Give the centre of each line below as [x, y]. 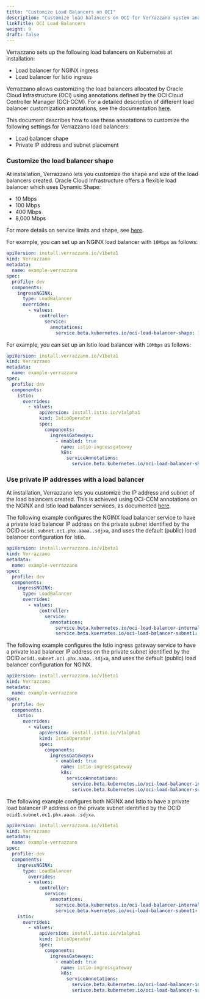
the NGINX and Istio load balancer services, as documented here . [89, 506]
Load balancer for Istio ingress [54, 77]
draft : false [23, 35]
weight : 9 [19, 29]
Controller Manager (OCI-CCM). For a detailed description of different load [100, 102]
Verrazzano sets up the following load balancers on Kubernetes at [89, 52]
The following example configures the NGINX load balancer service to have [101, 518]
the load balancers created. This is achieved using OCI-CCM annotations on [102, 499]
